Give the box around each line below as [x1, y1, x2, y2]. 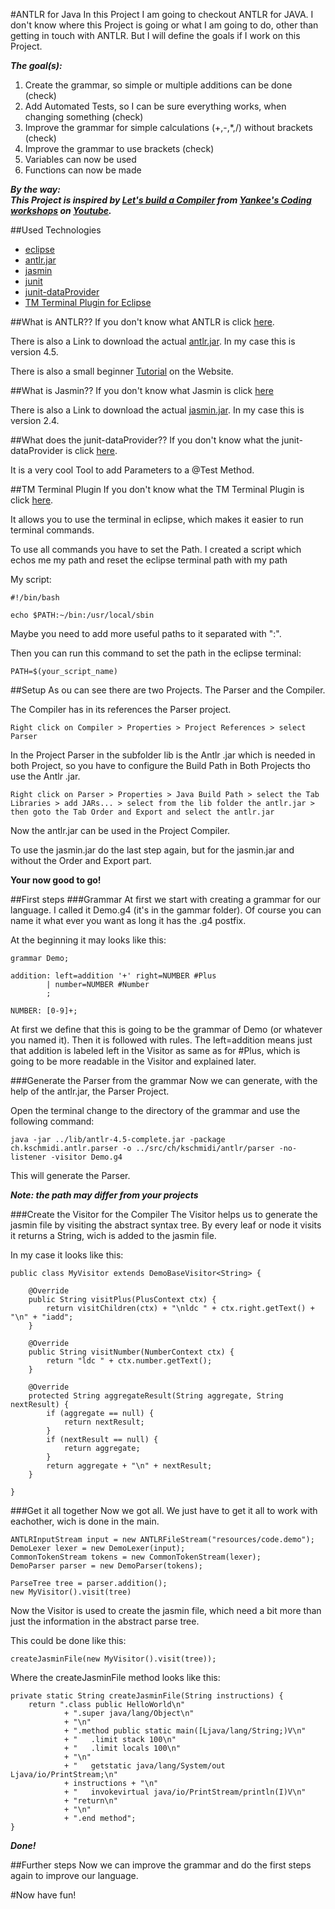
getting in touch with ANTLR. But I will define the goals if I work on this [10, 30, 301, 41]
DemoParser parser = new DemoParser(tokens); [10, 1561, 203, 1571]
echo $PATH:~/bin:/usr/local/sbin [10, 610, 155, 620]
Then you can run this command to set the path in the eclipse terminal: [10, 647, 302, 659]
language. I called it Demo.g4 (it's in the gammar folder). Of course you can [10, 904, 322, 916]
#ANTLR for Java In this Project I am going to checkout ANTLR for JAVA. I [10, 9, 314, 20]
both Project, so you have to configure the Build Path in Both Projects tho [10, 760, 311, 771]
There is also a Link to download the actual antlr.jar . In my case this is [10, 335, 296, 347]
